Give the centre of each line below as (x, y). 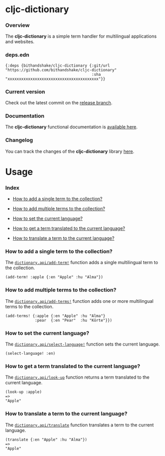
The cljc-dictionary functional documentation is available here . (72, 127)
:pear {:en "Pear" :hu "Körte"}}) (74, 320)
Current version (25, 92)
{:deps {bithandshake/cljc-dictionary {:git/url (58, 65)
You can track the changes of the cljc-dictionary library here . (70, 151)
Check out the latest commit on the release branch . (59, 103)
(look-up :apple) (24, 392)
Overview (18, 25)
